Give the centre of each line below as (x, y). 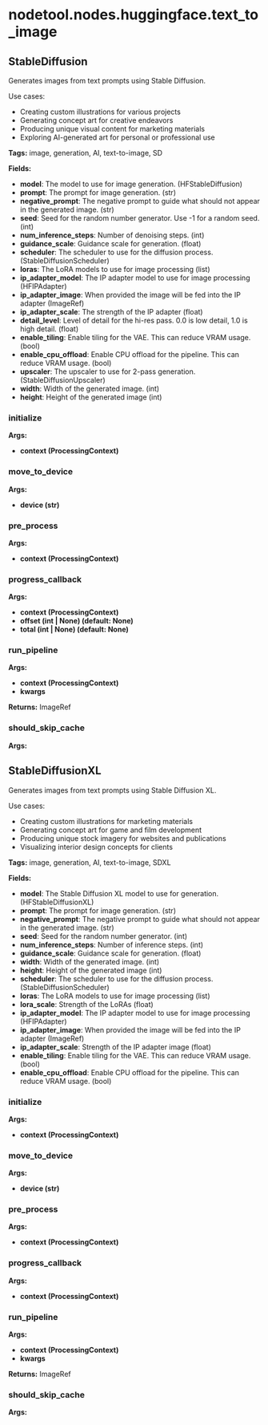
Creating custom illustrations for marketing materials (106, 821)
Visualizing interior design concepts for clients (96, 846)
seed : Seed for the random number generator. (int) (104, 936)
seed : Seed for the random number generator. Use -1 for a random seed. (140, 218)
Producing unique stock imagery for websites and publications (123, 838)
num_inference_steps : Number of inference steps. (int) (112, 944)
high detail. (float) (49, 329)
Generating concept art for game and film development (111, 830)
